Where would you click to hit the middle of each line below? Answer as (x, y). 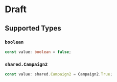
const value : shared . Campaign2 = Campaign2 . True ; (59, 74)
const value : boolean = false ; (38, 52)
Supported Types (33, 28)
